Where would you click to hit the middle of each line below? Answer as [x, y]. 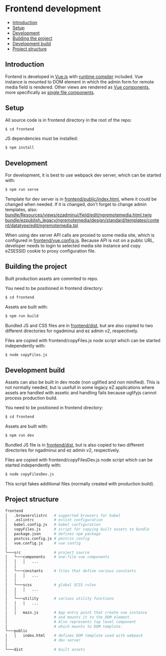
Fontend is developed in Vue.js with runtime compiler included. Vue [74, 76]
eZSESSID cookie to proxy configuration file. [50, 251]
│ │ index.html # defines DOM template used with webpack [74, 636]
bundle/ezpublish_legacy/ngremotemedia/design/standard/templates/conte [82, 220]
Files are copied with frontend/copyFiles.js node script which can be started [83, 340]
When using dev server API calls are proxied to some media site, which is [80, 235]
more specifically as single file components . [50, 92]
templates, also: [21, 210]
